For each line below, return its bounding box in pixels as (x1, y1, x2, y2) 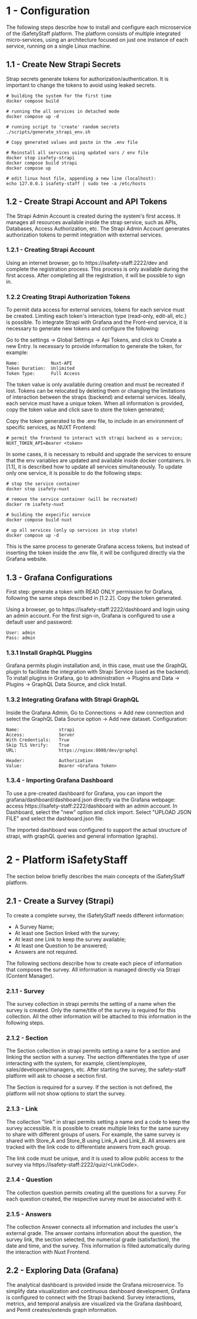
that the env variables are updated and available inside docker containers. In (6, 457, 191, 464)
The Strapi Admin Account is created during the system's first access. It (6, 212, 181, 219)
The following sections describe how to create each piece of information (6, 960, 182, 967)
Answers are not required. (14, 948, 78, 955)
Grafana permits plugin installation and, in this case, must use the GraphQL (6, 662, 188, 669)
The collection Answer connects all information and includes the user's (6, 1223, 178, 1231)
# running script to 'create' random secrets (6, 124, 119, 130)
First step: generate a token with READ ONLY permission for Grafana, (6, 588, 174, 595)
